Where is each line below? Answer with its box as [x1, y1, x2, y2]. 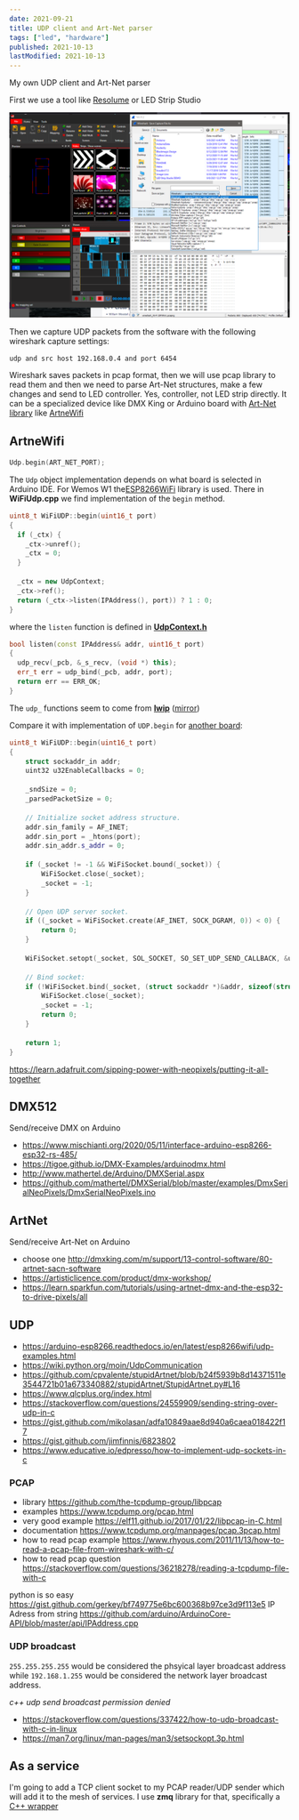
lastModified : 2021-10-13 [9, 52, 105, 61]
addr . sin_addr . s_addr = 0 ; [25, 842, 125, 850]
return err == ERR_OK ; [17, 677, 101, 687]
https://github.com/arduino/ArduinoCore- [79, 1608, 231, 1619]
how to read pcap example [21, 1534, 120, 1545]
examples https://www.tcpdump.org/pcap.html [21, 1506, 194, 1517]
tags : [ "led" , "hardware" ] [9, 33, 109, 42]
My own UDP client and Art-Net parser [9, 77, 151, 88]
